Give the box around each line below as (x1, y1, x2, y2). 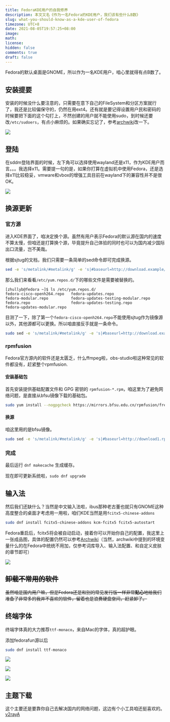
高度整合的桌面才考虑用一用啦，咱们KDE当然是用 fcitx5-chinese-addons (5, 510, 155, 516)
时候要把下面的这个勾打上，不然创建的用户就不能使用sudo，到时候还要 (5, 113, 153, 119)
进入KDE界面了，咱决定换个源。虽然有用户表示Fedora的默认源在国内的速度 (5, 233, 162, 239)
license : (5, 41, 24, 46)
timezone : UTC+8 (5, 21, 39, 27)
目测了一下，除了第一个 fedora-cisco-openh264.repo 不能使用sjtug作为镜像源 (5, 314, 163, 320)
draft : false (5, 54, 33, 60)
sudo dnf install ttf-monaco (5, 647, 67, 652)
